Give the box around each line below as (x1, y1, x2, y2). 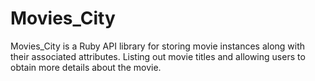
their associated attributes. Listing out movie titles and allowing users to (10, 50, 306, 62)
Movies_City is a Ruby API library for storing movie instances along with (10, 40, 306, 52)
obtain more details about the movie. (10, 61, 162, 73)
